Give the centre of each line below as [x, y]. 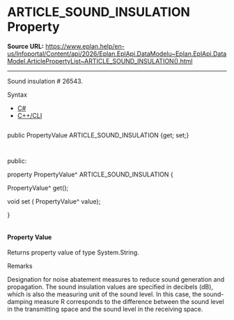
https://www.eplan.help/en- [85, 46]
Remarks [20, 266]
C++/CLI [30, 115]
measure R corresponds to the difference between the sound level [129, 302]
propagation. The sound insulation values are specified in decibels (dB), [110, 287]
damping [20, 302]
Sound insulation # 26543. [45, 81]
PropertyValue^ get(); [38, 188]
